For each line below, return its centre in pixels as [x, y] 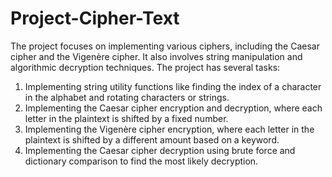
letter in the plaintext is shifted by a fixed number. [126, 118]
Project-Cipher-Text [95, 18]
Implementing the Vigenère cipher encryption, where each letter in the [169, 129]
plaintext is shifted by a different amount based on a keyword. [152, 139]
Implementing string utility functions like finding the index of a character [173, 86]
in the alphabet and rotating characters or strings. [127, 97]
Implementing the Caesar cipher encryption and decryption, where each [173, 108]
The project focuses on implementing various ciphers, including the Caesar [165, 46]
